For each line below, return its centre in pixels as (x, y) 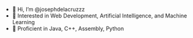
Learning (23, 22)
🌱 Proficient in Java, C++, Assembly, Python (68, 28)
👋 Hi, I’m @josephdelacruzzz (48, 9)
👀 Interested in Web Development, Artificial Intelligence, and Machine (100, 16)
